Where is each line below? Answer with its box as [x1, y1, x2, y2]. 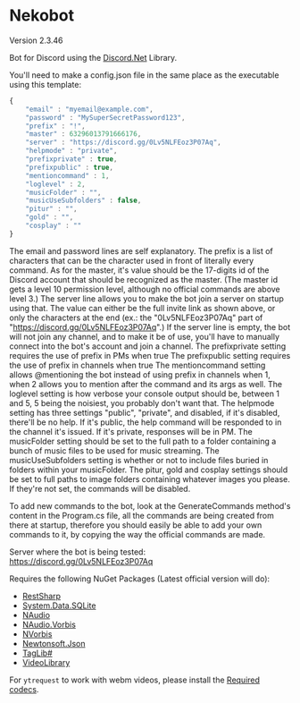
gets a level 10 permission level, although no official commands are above [9, 284, 281, 294]
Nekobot [9, 5, 74, 26]
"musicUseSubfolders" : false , [25, 196, 142, 206]
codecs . [9, 683, 39, 694]
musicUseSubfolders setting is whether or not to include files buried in [9, 454, 269, 465]
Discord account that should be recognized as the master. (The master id [9, 274, 279, 284]
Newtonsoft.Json [21, 638, 86, 648]
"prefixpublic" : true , [25, 163, 114, 172]
